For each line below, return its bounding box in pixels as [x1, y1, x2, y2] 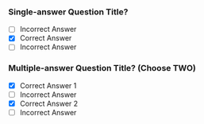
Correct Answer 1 [19, 80, 77, 90]
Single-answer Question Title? [8, 6, 129, 17]
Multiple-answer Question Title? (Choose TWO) [8, 63, 196, 74]
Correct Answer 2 [19, 99, 79, 108]
